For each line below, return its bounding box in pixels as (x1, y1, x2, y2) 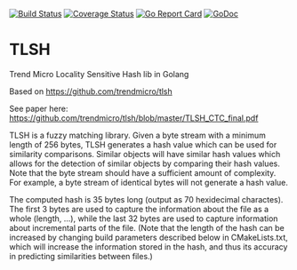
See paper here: (9, 103, 68, 114)
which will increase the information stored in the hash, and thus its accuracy (9, 241, 288, 252)
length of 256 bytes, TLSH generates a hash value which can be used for (9, 139, 277, 150)
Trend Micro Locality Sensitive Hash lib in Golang (9, 68, 189, 79)
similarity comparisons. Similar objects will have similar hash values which (9, 148, 281, 159)
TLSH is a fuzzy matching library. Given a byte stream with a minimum (9, 130, 267, 140)
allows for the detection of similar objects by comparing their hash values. (9, 158, 280, 169)
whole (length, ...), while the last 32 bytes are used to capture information (9, 213, 278, 224)
